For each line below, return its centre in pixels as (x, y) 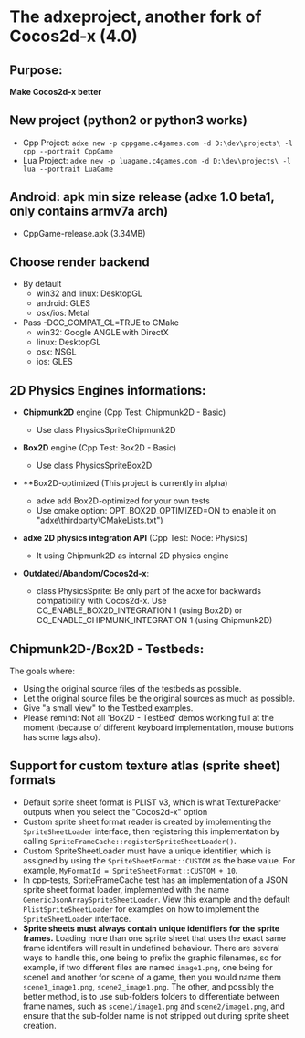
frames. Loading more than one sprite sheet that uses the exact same (154, 937)
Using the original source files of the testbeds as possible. (132, 689)
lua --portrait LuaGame (68, 169)
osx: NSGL (56, 352)
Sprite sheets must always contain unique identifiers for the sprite (151, 928)
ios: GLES (54, 362)
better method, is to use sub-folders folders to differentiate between (151, 996)
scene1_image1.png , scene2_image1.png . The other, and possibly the (148, 986)
